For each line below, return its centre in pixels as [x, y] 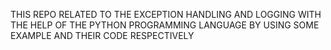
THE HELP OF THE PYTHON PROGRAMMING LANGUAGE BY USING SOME [165, 25]
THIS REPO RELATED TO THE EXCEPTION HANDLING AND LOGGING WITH [166, 14]
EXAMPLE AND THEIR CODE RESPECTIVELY [102, 35]
